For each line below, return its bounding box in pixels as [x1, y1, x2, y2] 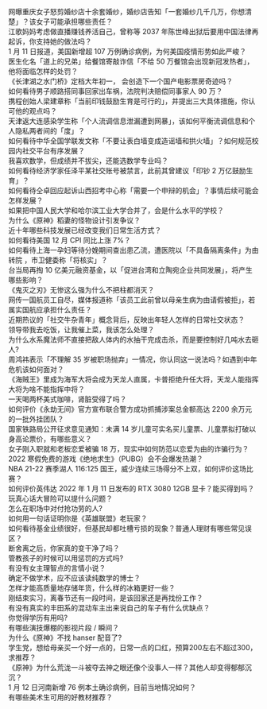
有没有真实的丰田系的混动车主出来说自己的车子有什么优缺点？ [8, 603, 211, 612]
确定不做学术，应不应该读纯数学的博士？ [8, 573, 141, 583]
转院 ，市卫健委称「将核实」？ [8, 255, 108, 265]
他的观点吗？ [14, 107, 57, 115]
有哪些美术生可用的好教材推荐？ [8, 692, 113, 702]
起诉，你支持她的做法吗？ [8, 37, 92, 46]
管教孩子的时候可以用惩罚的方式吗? [8, 553, 124, 563]
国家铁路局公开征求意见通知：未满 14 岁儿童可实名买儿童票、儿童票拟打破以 [8, 424, 257, 433]
